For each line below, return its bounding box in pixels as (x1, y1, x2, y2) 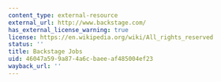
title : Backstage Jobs (8, 48, 83, 55)
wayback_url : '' (8, 62, 62, 70)
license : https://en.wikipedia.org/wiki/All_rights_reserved (8, 33, 214, 41)
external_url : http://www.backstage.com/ (8, 19, 147, 27)
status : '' (8, 41, 44, 48)
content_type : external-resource (8, 11, 118, 20)
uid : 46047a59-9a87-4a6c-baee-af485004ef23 (8, 55, 154, 63)
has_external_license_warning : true (8, 26, 129, 34)
